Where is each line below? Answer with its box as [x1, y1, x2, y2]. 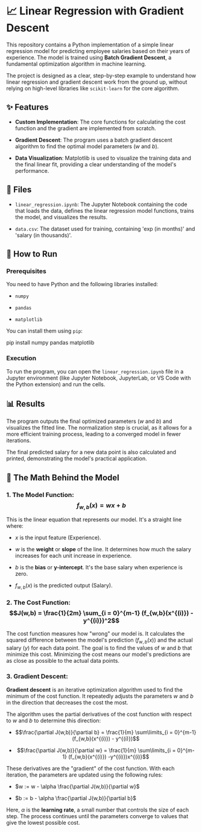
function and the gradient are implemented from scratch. [14, 124, 157, 132]
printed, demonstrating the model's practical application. [6, 455, 148, 462]
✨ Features [6, 102, 49, 113]
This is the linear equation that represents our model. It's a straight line [6, 516, 182, 524]
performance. [14, 167, 49, 174]
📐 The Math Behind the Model [6, 472, 119, 483]
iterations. [6, 437, 31, 444]
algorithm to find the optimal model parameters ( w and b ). [14, 142, 159, 150]
